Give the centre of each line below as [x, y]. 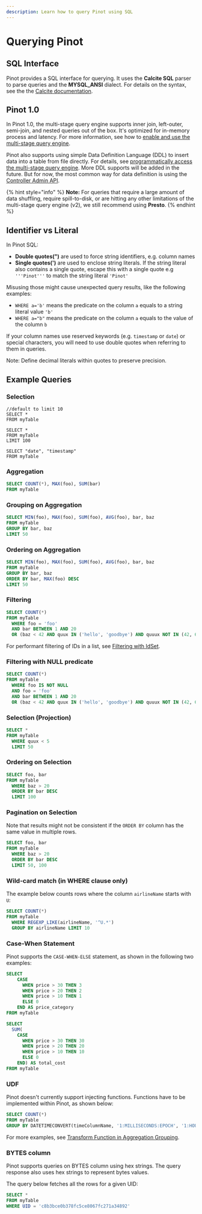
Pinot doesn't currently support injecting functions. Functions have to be [96, 1097]
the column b [31, 325]
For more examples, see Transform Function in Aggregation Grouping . [93, 1137]
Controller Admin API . [33, 180]
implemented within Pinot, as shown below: [60, 1103]
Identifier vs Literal [42, 230]
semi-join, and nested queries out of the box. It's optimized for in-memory [98, 130]
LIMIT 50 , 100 [29, 865]
